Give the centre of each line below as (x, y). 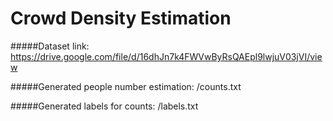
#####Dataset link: (50, 46)
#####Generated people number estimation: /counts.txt (126, 86)
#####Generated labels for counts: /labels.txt (104, 106)
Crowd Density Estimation (121, 18)
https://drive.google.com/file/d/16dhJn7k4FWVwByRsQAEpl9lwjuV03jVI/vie (166, 56)
